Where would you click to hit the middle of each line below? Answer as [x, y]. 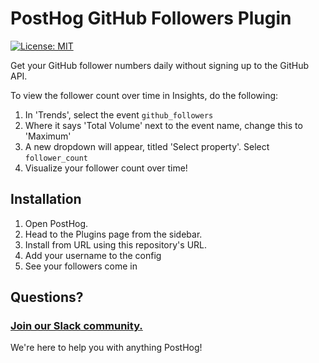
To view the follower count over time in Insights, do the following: [144, 95]
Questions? [47, 297]
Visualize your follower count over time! [106, 168]
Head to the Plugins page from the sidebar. [113, 234]
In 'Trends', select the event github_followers [119, 114]
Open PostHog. [56, 223]
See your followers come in [81, 266]
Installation [46, 199]
